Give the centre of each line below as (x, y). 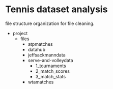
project (20, 33)
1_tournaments (51, 66)
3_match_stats (51, 76)
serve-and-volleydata (50, 60)
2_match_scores (53, 71)
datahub (37, 49)
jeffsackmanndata (47, 55)
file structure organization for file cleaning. (50, 23)
